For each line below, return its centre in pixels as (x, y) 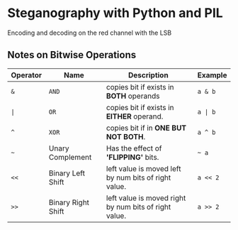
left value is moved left (143, 168)
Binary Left (67, 173)
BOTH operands (133, 96)
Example (212, 75)
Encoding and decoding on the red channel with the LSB (90, 33)
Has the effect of (134, 148)
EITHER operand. (135, 116)
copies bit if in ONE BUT (146, 128)
